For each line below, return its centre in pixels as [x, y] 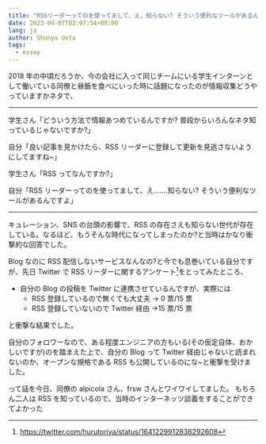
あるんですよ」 [53, 200]
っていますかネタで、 [43, 96]
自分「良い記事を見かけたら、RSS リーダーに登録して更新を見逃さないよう [130, 147]
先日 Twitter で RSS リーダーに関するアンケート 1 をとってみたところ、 [135, 271]
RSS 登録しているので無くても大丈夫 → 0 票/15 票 [112, 298]
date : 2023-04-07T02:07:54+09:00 [63, 23]
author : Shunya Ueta [42, 38]
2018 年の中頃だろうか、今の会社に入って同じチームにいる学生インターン [127, 76]
